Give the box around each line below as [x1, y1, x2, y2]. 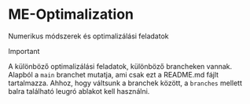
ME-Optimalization [8, 5, 134, 23]
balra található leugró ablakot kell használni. [8, 86, 150, 95]
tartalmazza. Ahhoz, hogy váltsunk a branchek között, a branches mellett [8, 78, 242, 88]
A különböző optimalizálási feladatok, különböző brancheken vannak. [8, 61, 233, 71]
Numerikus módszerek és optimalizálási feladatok [8, 31, 169, 41]
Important [8, 46, 40, 56]
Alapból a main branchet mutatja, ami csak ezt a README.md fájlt [8, 70, 219, 79]
